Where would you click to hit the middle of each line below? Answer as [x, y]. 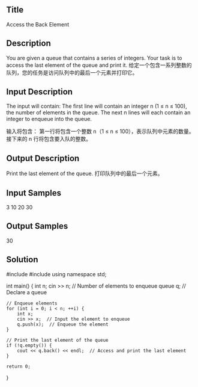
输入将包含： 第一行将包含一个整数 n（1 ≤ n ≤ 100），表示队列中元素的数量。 [100, 131]
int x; [25, 314]
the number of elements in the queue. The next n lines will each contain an [98, 113]
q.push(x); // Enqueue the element [63, 324]
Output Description [43, 158]
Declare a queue [26, 292]
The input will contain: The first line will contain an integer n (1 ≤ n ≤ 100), [97, 106]
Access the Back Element [38, 24]
